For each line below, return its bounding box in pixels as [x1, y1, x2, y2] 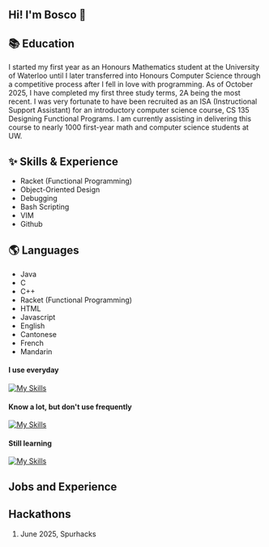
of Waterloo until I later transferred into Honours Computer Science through [8, 71, 261, 81]
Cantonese [19, 329, 57, 339]
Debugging [19, 194, 58, 203]
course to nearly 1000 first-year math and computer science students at [8, 122, 250, 132]
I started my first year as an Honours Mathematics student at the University [8, 62, 260, 72]
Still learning [8, 438, 53, 448]
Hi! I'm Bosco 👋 [8, 8, 87, 22]
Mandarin [19, 346, 53, 357]
